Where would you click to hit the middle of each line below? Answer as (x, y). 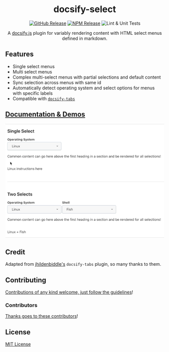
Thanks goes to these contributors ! (42, 316)
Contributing (26, 280)
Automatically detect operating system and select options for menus (83, 88)
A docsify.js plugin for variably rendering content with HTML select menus (85, 33)
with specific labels (33, 93)
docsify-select (85, 9)
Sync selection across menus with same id (57, 82)
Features (19, 54)
